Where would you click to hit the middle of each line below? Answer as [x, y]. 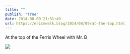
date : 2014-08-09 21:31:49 [33, 19]
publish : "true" [22, 14]
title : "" [15, 10]
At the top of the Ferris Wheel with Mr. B [46, 37]
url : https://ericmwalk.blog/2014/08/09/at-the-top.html [65, 23]
